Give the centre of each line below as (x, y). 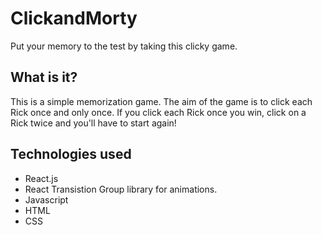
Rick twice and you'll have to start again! (93, 123)
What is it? (44, 77)
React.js (41, 178)
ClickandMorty (74, 18)
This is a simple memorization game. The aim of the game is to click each (161, 101)
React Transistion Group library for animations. (121, 189)
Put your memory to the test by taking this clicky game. (124, 46)
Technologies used (71, 154)
